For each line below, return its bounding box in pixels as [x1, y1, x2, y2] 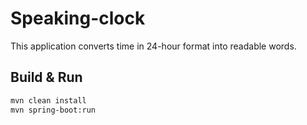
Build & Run [10, 69, 83, 86]
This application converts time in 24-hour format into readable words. [10, 40, 297, 52]
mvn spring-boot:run [10, 105, 97, 115]
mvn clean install [10, 95, 87, 106]
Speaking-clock [10, 7, 146, 30]
